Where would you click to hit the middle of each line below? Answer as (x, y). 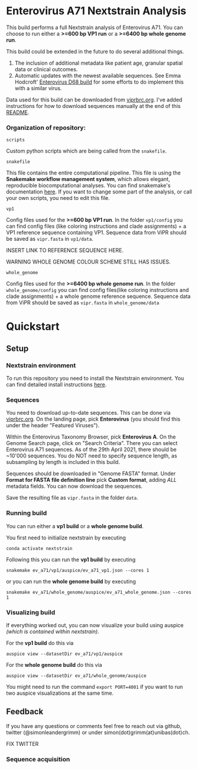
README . (18, 112)
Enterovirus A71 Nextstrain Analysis (96, 11)
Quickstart (33, 327)
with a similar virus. (38, 88)
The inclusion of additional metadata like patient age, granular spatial (99, 63)
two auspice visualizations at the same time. (60, 693)
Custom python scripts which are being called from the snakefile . (87, 151)
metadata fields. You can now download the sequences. (74, 486)
